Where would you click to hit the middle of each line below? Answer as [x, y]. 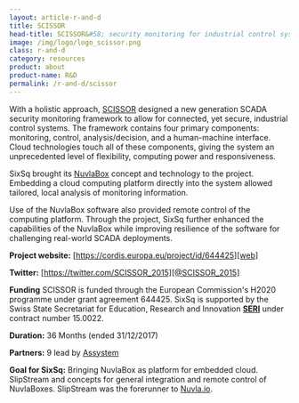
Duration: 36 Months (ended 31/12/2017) [84, 335]
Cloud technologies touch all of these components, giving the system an [142, 147]
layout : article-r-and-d [55, 17]
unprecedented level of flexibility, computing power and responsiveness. [142, 156]
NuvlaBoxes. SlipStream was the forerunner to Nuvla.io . [111, 389]
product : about [37, 68]
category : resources [48, 59]
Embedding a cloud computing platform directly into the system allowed [141, 182]
